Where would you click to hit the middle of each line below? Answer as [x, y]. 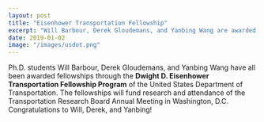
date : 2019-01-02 [37, 38]
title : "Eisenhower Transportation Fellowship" [88, 23]
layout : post [30, 15]
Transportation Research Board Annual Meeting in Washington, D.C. [119, 101]
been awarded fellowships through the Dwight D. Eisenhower [109, 76]
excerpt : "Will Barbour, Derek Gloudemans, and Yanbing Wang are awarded [132, 30]
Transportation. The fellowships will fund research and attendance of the [127, 93]
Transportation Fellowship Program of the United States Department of [126, 85]
